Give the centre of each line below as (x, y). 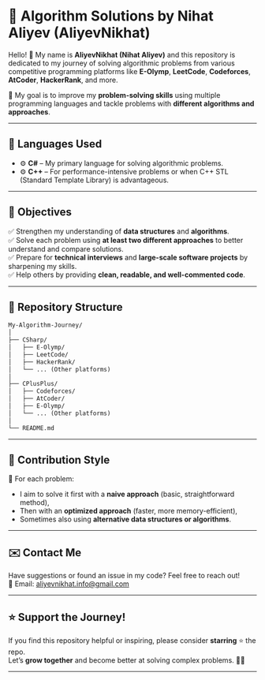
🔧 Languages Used (55, 144)
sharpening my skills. (43, 266)
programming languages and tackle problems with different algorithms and (131, 103)
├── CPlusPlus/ (33, 384)
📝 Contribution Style (59, 460)
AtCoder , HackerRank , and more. (63, 80)
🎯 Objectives (40, 212)
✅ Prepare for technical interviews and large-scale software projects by (128, 257)
